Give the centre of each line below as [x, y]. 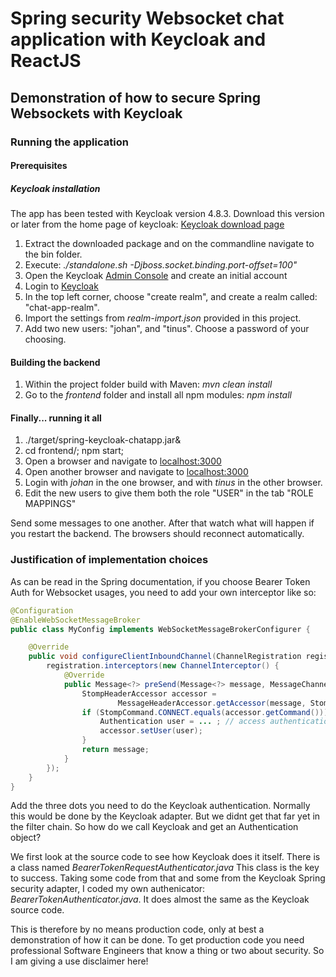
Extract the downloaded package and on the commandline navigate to [169, 244]
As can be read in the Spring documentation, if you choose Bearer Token [160, 581]
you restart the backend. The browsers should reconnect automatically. [157, 534]
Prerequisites [39, 166]
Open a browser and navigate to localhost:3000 [123, 461]
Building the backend [55, 362]
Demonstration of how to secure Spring [135, 97]
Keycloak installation [55, 188]
